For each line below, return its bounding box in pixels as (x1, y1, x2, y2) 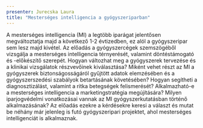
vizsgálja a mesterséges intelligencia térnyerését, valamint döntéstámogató (6, 50, 195, 57)
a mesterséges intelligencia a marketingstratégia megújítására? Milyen (6, 89, 182, 96)
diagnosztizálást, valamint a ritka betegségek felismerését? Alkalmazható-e (6, 82, 195, 89)
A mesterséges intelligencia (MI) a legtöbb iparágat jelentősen (6, 31, 162, 38)
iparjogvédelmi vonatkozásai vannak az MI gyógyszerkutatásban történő (6, 95, 188, 103)
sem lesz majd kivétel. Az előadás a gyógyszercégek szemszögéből (6, 43, 176, 51)
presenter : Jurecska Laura (6, 8, 75, 15)
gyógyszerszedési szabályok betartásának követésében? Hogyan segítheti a (6, 76, 198, 83)
